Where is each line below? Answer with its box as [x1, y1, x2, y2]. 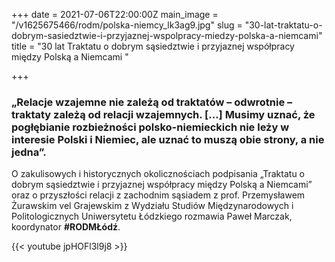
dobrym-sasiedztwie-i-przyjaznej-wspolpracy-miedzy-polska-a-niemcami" [11, 30, 323, 41]
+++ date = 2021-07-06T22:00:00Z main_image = [11, 9, 219, 20]
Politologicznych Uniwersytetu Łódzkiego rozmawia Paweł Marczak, [11, 210, 293, 223]
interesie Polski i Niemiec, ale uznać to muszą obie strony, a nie [11, 132, 325, 146]
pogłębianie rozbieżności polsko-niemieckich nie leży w [11, 120, 290, 134]
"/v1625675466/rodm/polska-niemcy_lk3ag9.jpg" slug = [11, 19, 243, 31]
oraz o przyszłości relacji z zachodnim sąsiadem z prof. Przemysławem [11, 189, 306, 201]
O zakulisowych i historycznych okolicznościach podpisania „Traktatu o [11, 168, 305, 180]
